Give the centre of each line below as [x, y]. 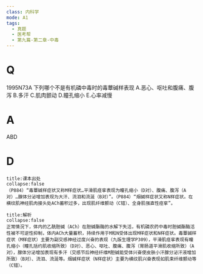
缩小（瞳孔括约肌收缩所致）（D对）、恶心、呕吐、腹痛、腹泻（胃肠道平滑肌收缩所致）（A [102, 246]
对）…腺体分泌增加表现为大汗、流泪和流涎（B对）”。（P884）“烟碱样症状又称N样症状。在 [100, 197]
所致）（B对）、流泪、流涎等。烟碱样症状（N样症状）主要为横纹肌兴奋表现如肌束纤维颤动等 [101, 259]
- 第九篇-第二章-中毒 [35, 40]
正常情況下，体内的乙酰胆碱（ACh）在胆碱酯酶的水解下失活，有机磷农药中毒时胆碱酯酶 [98, 227]
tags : [13, 23]
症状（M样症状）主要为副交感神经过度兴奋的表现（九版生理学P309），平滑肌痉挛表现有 [98, 239]
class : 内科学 [23, 12]
